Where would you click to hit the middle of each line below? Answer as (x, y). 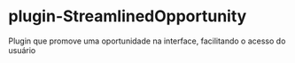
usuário (22, 50)
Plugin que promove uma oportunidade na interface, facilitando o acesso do (147, 41)
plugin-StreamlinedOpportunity (128, 16)
